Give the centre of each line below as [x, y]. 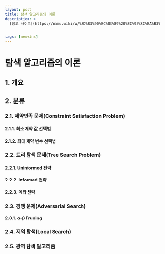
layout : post [18, 10]
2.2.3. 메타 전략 [20, 192]
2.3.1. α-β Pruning [24, 218]
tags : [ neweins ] [22, 37]
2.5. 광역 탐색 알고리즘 [30, 246]
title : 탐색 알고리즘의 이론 [30, 14]
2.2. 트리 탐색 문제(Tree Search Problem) [53, 155]
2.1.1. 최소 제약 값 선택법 [28, 129]
